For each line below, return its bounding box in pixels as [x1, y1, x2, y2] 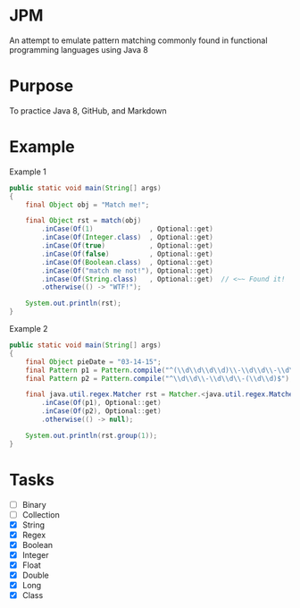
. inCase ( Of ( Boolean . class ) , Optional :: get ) [41, 258, 214, 266]
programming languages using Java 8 [9, 44, 149, 55]
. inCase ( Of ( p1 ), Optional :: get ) [41, 399, 162, 408]
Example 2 [9, 324, 48, 334]
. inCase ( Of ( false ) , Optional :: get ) [41, 249, 214, 258]
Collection [21, 509, 60, 519]
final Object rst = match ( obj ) [25, 216, 142, 225]
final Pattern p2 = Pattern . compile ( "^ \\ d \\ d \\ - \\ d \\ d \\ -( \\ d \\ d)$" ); [25, 374, 294, 383]
